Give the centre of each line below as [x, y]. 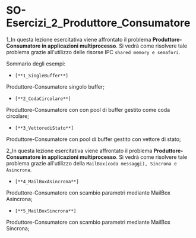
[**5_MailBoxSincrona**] [45, 211]
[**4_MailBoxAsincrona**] [47, 181]
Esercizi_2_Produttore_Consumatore [98, 23]
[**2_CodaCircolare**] [43, 99]
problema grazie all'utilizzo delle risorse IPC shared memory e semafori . [93, 52]
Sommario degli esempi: [36, 64]
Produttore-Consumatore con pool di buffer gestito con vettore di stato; [94, 139]
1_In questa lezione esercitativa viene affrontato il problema [79, 39]
